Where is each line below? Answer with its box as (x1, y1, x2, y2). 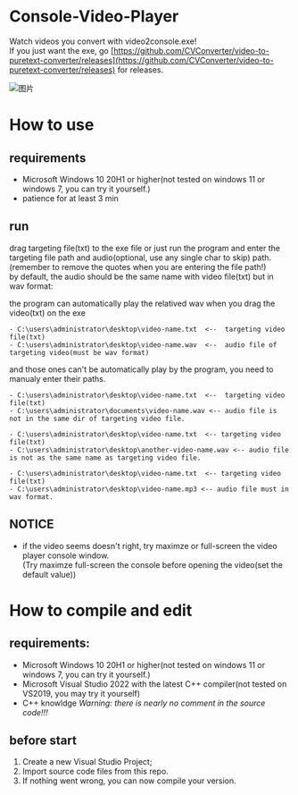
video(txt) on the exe (9, 307, 87, 318)
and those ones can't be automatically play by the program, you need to (9, 364, 274, 375)
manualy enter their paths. (9, 373, 106, 384)
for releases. (117, 64, 164, 75)
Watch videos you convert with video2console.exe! (9, 36, 197, 47)
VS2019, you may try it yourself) (21, 688, 141, 698)
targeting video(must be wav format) (9, 348, 150, 357)
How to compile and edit (9, 600, 193, 621)
